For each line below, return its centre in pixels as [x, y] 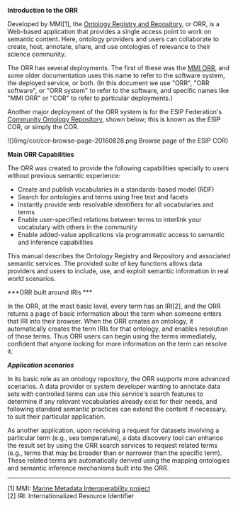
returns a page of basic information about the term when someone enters [114, 314]
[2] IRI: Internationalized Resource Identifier [71, 496]
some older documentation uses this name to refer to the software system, [116, 75]
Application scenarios [41, 365]
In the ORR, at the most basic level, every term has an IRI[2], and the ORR [114, 306]
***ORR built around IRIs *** [50, 292]
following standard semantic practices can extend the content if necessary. [117, 409]
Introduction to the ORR [42, 10]
